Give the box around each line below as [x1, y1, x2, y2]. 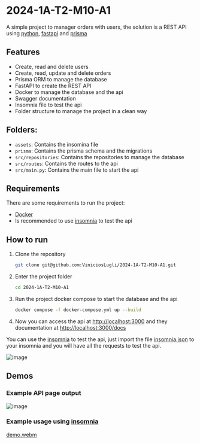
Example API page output [6, 389, 82, 397]
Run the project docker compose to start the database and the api [14, 295, 178, 302]
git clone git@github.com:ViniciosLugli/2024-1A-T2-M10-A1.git [14, 262, 177, 268]
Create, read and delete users [14, 63, 89, 70]
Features [6, 47, 40, 57]
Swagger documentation [14, 95, 76, 102]
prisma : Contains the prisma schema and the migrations [14, 147, 153, 154]
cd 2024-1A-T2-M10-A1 [14, 285, 69, 291]
